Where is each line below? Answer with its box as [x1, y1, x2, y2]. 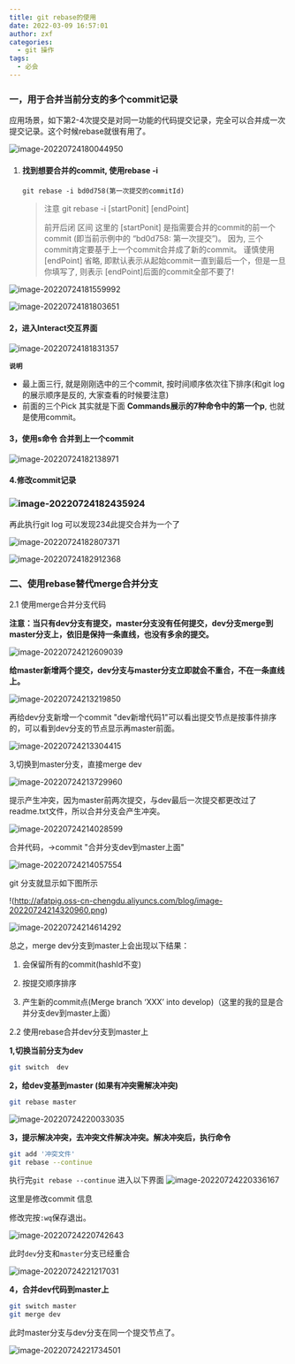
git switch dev [9, 1062, 69, 1071]
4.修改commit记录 [9, 475, 77, 486]
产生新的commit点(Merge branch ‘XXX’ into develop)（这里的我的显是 [21, 996, 276, 1007]
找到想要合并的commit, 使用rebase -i [21, 165, 159, 175]
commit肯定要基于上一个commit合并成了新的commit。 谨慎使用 [43, 244, 276, 255]
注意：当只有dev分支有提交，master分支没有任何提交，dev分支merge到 [9, 617, 274, 628]
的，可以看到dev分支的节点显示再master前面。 [9, 723, 179, 733]
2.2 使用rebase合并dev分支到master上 [9, 1026, 149, 1037]
